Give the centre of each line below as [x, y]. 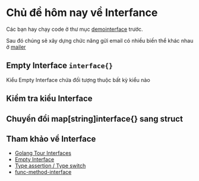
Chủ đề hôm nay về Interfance [82, 13]
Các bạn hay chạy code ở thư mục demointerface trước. [75, 29]
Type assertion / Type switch [50, 166]
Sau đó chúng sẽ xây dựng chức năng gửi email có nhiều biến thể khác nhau [100, 40]
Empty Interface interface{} [60, 66]
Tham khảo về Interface [51, 139]
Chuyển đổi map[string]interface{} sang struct [94, 119]
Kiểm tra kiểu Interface [50, 99]
